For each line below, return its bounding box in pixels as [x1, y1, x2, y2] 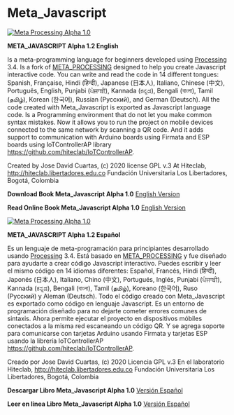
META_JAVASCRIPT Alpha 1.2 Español [7, 230, 121, 239]
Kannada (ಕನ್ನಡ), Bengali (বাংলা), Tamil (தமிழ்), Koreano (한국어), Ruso [7, 284, 198, 292]
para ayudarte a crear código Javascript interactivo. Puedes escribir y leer [7, 259, 221, 267]
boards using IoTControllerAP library [7, 140, 112, 149]
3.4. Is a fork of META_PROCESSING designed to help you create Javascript [7, 62, 226, 71]
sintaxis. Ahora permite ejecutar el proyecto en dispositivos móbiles [7, 314, 203, 322]
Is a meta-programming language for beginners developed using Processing [7, 55, 227, 64]
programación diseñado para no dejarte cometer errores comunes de [7, 306, 207, 315]
